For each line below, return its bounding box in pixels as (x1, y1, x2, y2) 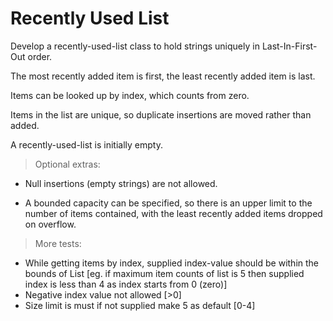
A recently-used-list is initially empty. (10, 138, 163, 151)
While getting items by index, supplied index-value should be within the (24, 257, 320, 269)
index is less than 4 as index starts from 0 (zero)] (24, 278, 228, 290)
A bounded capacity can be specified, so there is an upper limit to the (24, 197, 313, 209)
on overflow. (24, 218, 77, 230)
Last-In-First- (261, 40, 318, 52)
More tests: (34, 237, 82, 249)
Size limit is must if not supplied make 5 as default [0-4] (24, 299, 256, 311)
